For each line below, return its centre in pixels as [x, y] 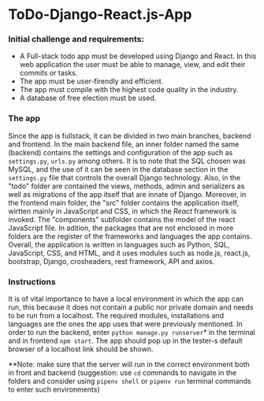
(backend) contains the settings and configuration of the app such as [121, 152]
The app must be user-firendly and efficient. [91, 81]
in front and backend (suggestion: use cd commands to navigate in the [123, 373]
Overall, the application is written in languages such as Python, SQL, [119, 244]
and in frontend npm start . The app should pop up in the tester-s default [125, 341]
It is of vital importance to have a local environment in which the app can [126, 299]
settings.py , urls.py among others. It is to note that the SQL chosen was [127, 161]
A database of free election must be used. [88, 98]
